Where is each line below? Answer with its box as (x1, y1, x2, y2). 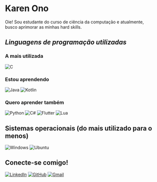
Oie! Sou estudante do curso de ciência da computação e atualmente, (5, 19, 144, 25)
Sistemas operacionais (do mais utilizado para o (5, 124, 152, 132)
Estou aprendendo (5, 76, 49, 83)
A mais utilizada (5, 53, 43, 60)
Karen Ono (5, 3, 49, 14)
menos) (5, 132, 29, 140)
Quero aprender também (5, 99, 64, 106)
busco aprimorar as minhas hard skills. (5, 24, 82, 30)
